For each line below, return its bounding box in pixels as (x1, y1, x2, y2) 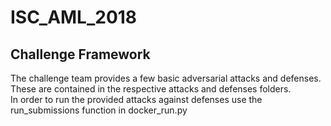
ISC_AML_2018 (10, 6, 138, 29)
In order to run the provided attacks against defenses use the (10, 94, 263, 105)
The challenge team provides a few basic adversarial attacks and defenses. (10, 72, 322, 84)
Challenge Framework (10, 46, 151, 63)
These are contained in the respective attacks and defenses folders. (10, 83, 292, 95)
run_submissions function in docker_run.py (10, 104, 188, 116)
